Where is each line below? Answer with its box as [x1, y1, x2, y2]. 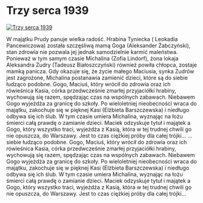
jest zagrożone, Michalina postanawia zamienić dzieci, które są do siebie [6, 74, 188, 81]
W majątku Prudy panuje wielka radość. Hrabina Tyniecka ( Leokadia [6, 35, 178, 42]
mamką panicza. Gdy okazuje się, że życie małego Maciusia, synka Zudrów [6, 67, 195, 75]
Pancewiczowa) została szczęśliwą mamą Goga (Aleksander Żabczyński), [6, 42, 191, 49]
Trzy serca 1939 [6, 4, 89, 18]
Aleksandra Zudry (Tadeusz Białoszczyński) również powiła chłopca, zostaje [6, 61, 197, 68]
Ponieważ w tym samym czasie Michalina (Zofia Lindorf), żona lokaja [6, 55, 179, 62]
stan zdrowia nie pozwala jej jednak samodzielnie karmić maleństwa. [6, 48, 178, 55]
